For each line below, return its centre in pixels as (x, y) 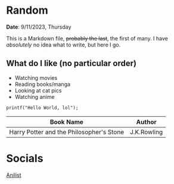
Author (146, 121)
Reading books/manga (42, 84)
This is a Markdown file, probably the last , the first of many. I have (87, 38)
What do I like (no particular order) (72, 63)
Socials (25, 158)
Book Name (66, 121)
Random (27, 10)
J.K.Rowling (147, 132)
